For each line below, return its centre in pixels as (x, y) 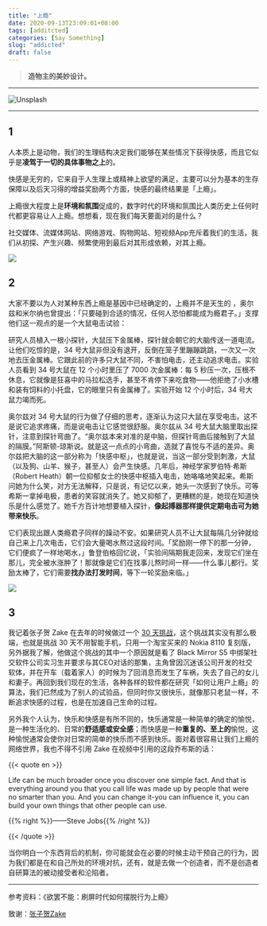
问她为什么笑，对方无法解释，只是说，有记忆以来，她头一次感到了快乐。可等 (133, 486)
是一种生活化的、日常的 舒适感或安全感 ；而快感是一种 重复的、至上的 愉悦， (130, 729)
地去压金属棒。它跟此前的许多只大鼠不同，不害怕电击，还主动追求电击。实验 (133, 359)
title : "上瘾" (31, 15)
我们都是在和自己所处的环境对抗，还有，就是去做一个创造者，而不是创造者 (137, 862)
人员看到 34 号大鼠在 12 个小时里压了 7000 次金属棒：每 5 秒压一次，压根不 (132, 370)
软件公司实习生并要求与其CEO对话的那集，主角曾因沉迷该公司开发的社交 (133, 663)
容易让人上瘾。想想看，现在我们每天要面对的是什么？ (116, 215)
